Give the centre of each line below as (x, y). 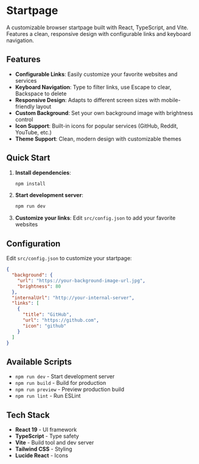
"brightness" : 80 (39, 286)
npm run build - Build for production (61, 383)
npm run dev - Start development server (65, 376)
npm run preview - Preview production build (70, 389)
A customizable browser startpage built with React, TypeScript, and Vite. (97, 27)
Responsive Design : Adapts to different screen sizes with (87, 100)
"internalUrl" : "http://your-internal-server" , (73, 298)
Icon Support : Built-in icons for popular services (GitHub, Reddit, (96, 126)
